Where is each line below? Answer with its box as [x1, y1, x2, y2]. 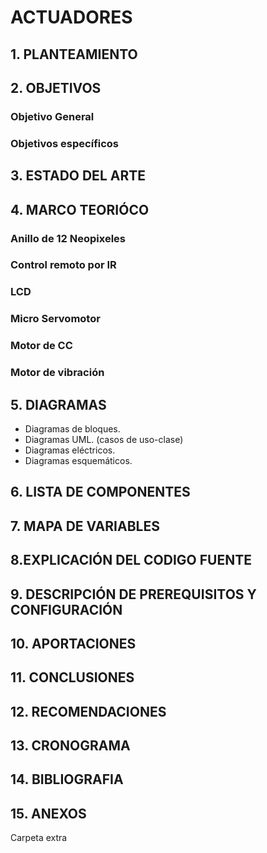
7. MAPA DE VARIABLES [10, 517, 160, 535]
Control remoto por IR [10, 258, 117, 272]
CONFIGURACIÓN [10, 601, 123, 618]
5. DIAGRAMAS [10, 396, 107, 413]
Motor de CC [10, 339, 73, 353]
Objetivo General [10, 109, 95, 123]
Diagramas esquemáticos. [24, 454, 133, 466]
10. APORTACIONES [10, 635, 137, 652]
